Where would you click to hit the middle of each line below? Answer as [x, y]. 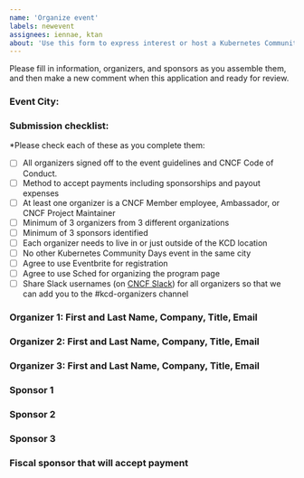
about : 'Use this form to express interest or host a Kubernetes [135, 43]
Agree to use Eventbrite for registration [95, 263]
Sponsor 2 [33, 414]
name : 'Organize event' [54, 18]
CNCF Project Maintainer [69, 212]
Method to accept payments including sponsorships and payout [141, 183]
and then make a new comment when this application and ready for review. [149, 79]
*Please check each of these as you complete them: [107, 145]
